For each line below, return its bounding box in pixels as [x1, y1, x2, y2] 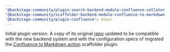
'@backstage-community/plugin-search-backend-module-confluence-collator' [5, 7, 167, 13]
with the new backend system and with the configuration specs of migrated [5, 36, 164, 42]
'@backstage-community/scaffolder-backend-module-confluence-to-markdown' [5, 12, 167, 17]
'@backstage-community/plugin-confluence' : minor [5, 17, 113, 22]
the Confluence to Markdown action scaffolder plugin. [5, 41, 119, 47]
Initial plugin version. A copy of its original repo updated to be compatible [5, 31, 159, 37]
